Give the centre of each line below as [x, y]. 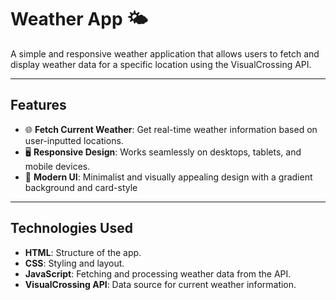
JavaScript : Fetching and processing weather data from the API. [158, 273]
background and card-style [81, 187]
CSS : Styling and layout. [74, 263]
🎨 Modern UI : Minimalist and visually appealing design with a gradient [168, 177]
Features [38, 105]
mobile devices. [57, 166]
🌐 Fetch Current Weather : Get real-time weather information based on [171, 129]
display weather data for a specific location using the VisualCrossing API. [161, 64]
